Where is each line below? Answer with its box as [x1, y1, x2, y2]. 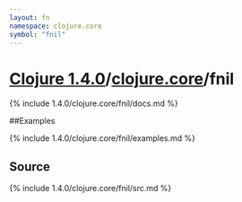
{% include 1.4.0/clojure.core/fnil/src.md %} [9, 183, 172, 194]
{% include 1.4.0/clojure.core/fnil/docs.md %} [9, 98, 178, 109]
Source [9, 159, 51, 174]
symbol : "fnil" [9, 30, 66, 39]
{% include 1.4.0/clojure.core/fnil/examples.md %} [9, 133, 195, 144]
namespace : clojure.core [9, 22, 102, 31]
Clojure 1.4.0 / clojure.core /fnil [9, 68, 235, 89]
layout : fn [9, 13, 50, 22]
